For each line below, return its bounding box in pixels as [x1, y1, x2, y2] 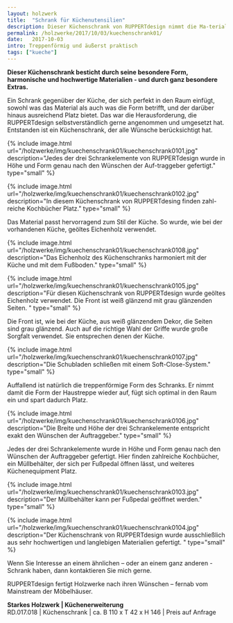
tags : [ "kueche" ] [7, 49, 58, 56]
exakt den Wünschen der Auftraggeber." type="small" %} [7, 431, 172, 440]
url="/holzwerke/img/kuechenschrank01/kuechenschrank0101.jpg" [7, 147, 198, 155]
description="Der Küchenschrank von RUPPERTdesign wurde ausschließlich [7, 531, 225, 539]
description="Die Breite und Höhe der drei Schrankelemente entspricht [7, 424, 210, 432]
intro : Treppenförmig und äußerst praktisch [7, 42, 138, 49]
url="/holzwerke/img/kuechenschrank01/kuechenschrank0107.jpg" [7, 352, 198, 361]
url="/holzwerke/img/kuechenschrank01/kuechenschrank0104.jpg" [7, 523, 200, 531]
